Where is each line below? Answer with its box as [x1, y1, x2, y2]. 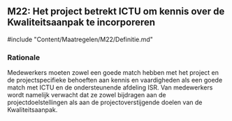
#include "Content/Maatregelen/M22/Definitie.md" [7, 35, 154, 43]
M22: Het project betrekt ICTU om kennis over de [7, 6, 225, 17]
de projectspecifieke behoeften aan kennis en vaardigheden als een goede [7, 76, 223, 85]
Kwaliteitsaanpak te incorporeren [7, 17, 156, 29]
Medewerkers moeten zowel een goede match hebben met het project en [7, 69, 219, 77]
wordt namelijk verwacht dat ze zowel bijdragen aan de [7, 91, 166, 99]
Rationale [7, 52, 41, 62]
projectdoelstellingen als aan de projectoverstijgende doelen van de [7, 98, 203, 107]
